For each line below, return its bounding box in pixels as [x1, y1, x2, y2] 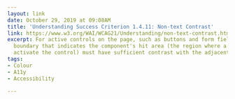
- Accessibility [7, 75, 55, 82]
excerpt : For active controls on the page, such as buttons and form [7, 36, 215, 43]
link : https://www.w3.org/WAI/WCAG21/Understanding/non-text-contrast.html [7, 29, 233, 37]
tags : [7, 56, 23, 63]
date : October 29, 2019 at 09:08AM [7, 17, 111, 24]
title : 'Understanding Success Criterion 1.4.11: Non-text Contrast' [7, 23, 215, 30]
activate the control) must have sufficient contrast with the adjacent [13, 49, 230, 56]
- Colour [7, 62, 33, 69]
